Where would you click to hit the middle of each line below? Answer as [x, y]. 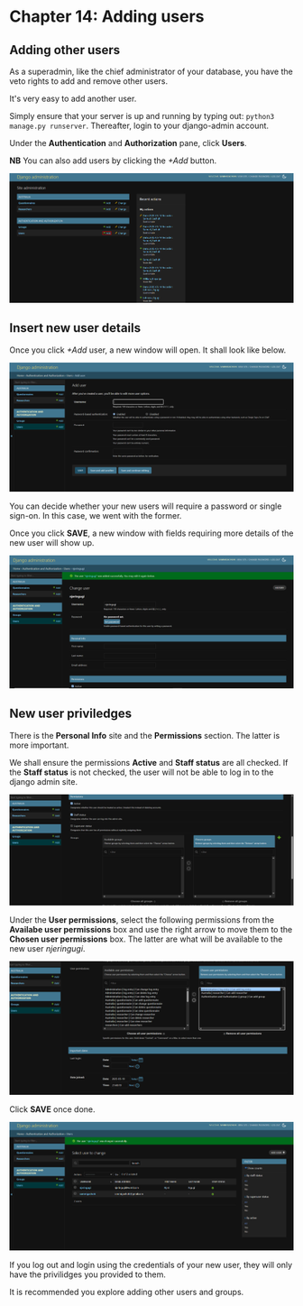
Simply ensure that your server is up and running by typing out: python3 [142, 116]
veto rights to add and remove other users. [89, 81]
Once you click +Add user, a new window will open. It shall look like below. [148, 350]
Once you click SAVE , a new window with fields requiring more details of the [151, 533]
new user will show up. [52, 542]
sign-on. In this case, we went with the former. [96, 515]
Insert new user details [75, 328]
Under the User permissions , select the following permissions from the [142, 920]
